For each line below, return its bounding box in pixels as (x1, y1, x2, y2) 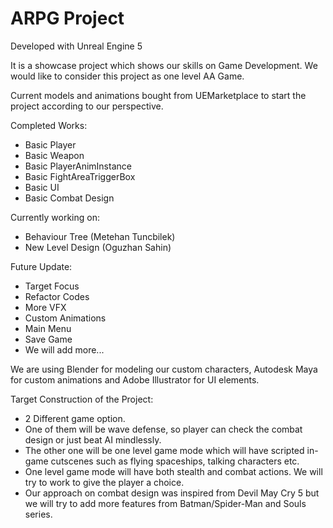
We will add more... (24, 343, 105, 356)
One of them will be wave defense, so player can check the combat (24, 423, 303, 435)
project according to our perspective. (10, 100, 164, 112)
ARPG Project (10, 7, 125, 30)
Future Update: (10, 260, 73, 272)
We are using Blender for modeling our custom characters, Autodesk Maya (10, 363, 318, 375)
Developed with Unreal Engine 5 (10, 40, 143, 52)
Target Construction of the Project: (10, 393, 154, 405)
